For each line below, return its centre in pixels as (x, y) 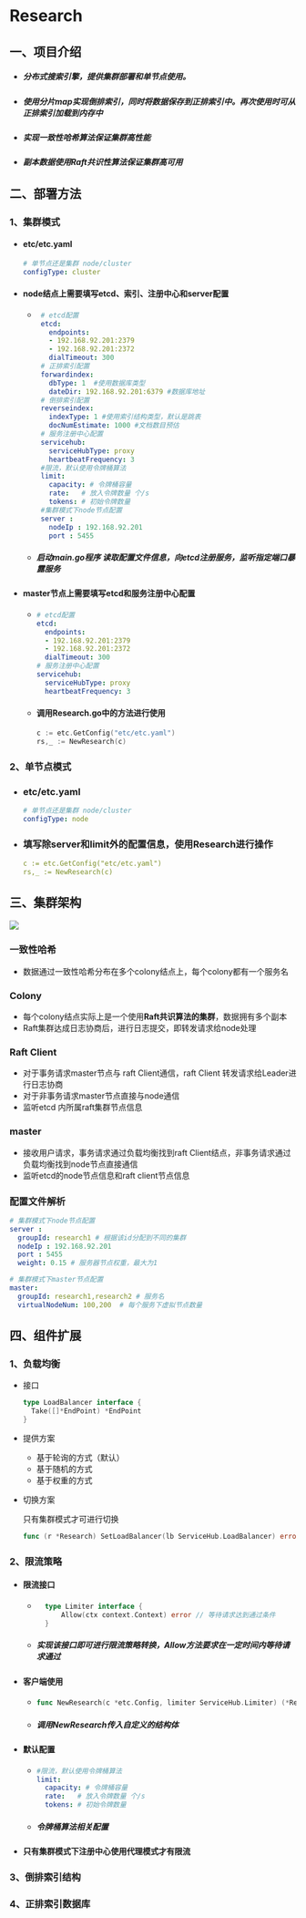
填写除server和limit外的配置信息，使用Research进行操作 (148, 844)
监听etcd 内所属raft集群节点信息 (82, 1108)
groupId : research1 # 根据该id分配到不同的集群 (102, 1237)
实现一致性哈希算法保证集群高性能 (87, 137)
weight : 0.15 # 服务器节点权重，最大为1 (87, 1263)
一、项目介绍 (46, 52)
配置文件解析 (38, 1201)
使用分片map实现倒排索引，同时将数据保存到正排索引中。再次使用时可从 (159, 101)
